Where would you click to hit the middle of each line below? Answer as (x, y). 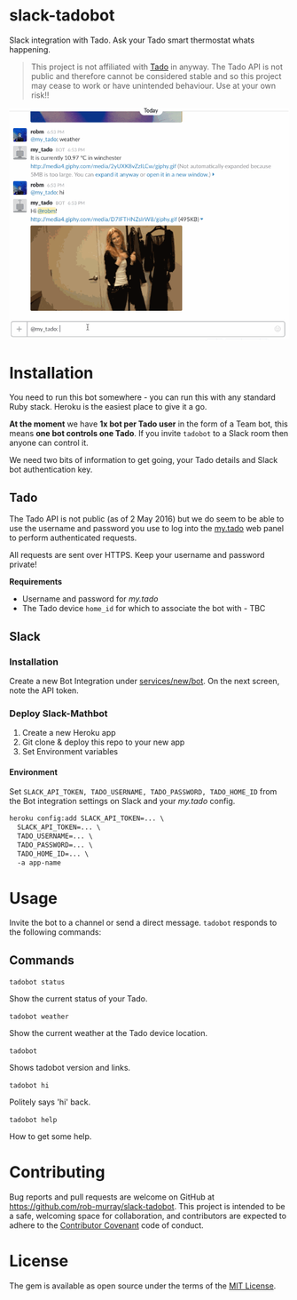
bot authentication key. (51, 470)
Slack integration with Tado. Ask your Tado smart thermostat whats (132, 40)
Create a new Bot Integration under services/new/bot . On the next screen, (145, 681)
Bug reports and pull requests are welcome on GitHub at (112, 1197)
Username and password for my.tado (90, 599)
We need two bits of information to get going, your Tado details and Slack (144, 460)
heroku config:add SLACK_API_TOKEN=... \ (87, 818)
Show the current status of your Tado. (78, 999)
